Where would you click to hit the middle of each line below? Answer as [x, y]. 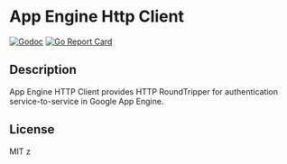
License [32, 129]
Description [43, 70]
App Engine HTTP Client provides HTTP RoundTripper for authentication [143, 91]
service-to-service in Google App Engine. [87, 101]
